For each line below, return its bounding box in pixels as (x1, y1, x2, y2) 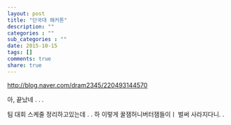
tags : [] (7, 49, 33, 56)
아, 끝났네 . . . (7, 95, 44, 103)
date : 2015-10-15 (7, 42, 58, 49)
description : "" (7, 23, 54, 30)
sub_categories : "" (7, 36, 68, 43)
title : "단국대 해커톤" (7, 17, 68, 24)
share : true (7, 62, 42, 69)
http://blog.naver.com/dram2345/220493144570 (7, 81, 148, 89)
